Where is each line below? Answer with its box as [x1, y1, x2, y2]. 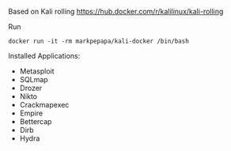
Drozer [19, 83, 43, 92]
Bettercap [19, 117, 52, 126]
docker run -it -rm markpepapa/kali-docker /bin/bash [8, 37, 190, 45]
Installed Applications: [8, 51, 81, 60]
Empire [19, 108, 44, 118]
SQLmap [19, 75, 49, 84]
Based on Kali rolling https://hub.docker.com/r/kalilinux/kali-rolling [8, 7, 224, 16]
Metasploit [19, 66, 55, 76]
